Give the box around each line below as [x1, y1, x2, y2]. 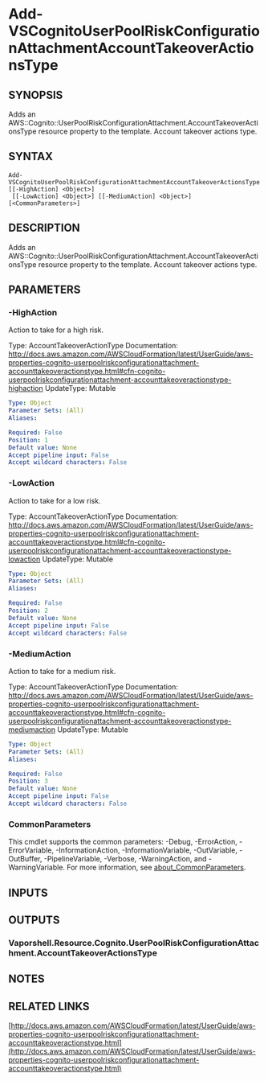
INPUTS [8, 886, 48, 899]
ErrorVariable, [8, 845, 55, 855]
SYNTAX [8, 150, 54, 163]
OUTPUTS [8, 913, 60, 927]
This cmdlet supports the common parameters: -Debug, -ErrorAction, [8, 837, 238, 847]
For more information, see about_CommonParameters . [67, 862, 246, 873]
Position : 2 [8, 606, 48, 615]
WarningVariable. [8, 862, 66, 873]
